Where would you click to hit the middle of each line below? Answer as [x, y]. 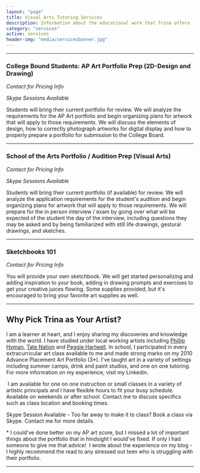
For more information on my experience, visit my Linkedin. [77, 372]
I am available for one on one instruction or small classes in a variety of [95, 384]
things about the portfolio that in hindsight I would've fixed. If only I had [93, 439]
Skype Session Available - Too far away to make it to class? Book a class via [99, 414]
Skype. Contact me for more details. [51, 421]
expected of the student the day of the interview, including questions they [97, 218]
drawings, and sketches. [36, 230]
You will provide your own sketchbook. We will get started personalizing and [100, 276]
